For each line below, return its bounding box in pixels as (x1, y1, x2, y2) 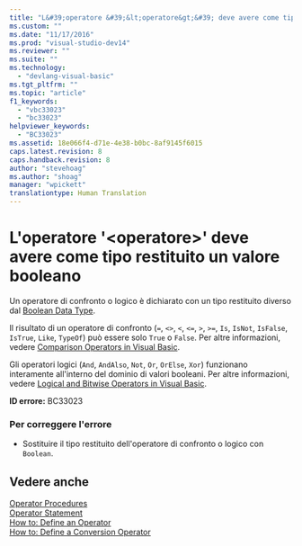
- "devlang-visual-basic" (17, 72, 115, 81)
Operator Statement (9, 507, 83, 518)
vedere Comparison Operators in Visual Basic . (9, 341, 181, 352)
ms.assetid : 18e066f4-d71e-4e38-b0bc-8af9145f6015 (9, 139, 203, 148)
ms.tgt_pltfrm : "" (9, 80, 78, 89)
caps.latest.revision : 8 (9, 147, 102, 156)
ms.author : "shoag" (9, 172, 83, 181)
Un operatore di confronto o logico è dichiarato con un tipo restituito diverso (9, 295, 292, 306)
